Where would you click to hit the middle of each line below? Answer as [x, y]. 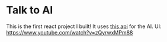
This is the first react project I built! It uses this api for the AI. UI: [84, 26]
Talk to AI [30, 10]
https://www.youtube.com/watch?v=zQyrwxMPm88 [70, 32]
